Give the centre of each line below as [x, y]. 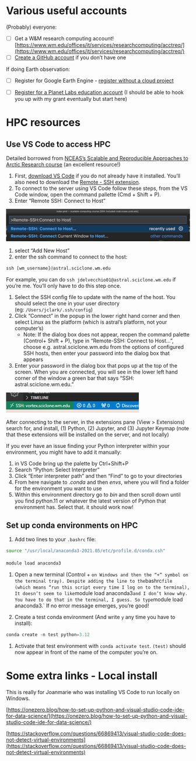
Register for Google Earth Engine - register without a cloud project [94, 81]
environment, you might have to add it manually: [64, 452]
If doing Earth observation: [38, 69]
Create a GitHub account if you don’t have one [70, 57]
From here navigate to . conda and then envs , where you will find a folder [102, 482]
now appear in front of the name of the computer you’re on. [86, 652]
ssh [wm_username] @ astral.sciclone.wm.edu [58, 268]
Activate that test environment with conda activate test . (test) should [100, 646]
